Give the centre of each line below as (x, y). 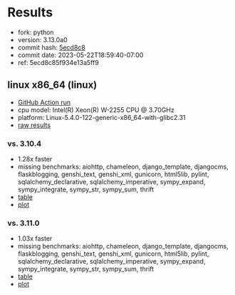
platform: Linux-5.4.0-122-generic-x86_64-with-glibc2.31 (102, 117)
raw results (34, 125)
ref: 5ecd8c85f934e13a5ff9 (58, 62)
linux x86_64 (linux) (52, 85)
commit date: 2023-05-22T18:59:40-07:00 (80, 55)
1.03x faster (35, 239)
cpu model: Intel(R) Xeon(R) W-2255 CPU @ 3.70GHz (96, 110)
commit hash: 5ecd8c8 (51, 47)
